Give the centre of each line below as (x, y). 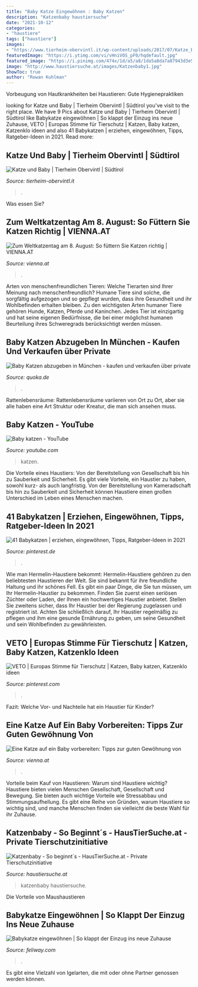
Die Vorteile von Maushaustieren (46, 897)
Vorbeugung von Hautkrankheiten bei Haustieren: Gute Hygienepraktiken (95, 94)
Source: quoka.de (28, 377)
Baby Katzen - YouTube (50, 425)
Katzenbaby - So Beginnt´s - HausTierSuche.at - (97, 833)
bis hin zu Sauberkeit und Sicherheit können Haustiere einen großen (89, 492)
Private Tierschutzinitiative (57, 842)
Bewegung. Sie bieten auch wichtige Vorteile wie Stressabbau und (87, 795)
